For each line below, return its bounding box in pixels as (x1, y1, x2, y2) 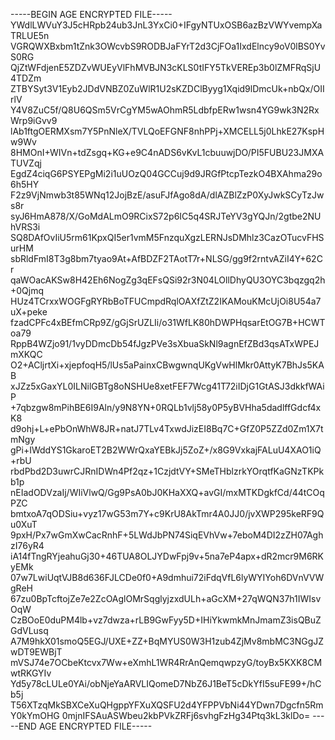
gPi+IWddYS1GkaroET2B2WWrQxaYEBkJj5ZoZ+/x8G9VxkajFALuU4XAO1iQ (10, 444, 322, 456)
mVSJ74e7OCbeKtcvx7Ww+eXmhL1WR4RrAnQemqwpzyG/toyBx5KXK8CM (10, 657, 323, 668)
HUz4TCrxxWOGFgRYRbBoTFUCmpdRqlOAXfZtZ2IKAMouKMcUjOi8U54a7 (10, 295, 322, 307)
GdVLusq (10, 625, 49, 636)
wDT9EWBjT (10, 646, 63, 658)
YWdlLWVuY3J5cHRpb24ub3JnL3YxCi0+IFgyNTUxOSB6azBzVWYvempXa (10, 19, 323, 31)
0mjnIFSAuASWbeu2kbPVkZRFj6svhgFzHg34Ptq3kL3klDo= (61, 710, 311, 721)
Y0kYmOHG (10, 710, 60, 721)
